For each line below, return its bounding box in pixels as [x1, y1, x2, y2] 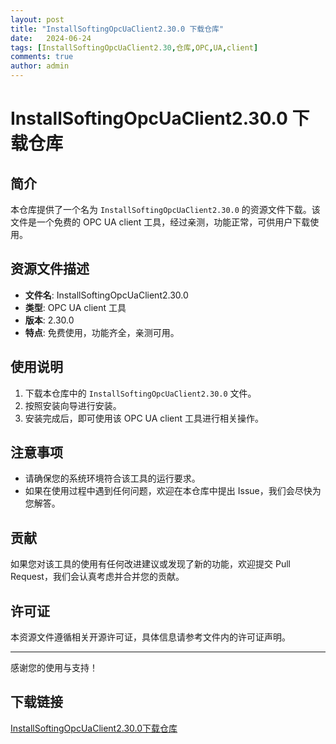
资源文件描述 [10, 261, 90, 278]
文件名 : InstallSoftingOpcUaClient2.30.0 [24, 289, 189, 301]
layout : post [10, 14, 65, 25]
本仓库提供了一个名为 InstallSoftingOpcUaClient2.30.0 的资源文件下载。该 [10, 204, 321, 215]
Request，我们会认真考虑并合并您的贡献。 [10, 571, 185, 583]
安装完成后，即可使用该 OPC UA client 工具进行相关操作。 [24, 412, 265, 424]
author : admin [10, 61, 70, 71]
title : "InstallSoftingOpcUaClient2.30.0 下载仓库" [10, 24, 225, 34]
